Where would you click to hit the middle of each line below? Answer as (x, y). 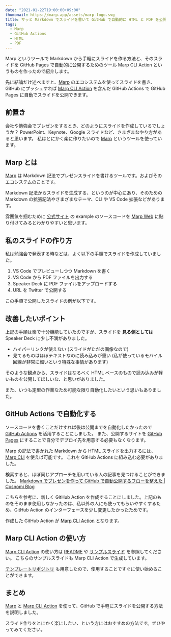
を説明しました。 (23, 612)
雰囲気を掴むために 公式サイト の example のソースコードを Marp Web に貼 (84, 216)
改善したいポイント (35, 319)
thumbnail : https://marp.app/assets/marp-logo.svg (60, 15)
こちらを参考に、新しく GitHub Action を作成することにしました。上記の (81, 497)
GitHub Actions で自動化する (51, 414)
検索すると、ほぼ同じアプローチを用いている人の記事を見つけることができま (85, 474)
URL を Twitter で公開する (40, 290)
